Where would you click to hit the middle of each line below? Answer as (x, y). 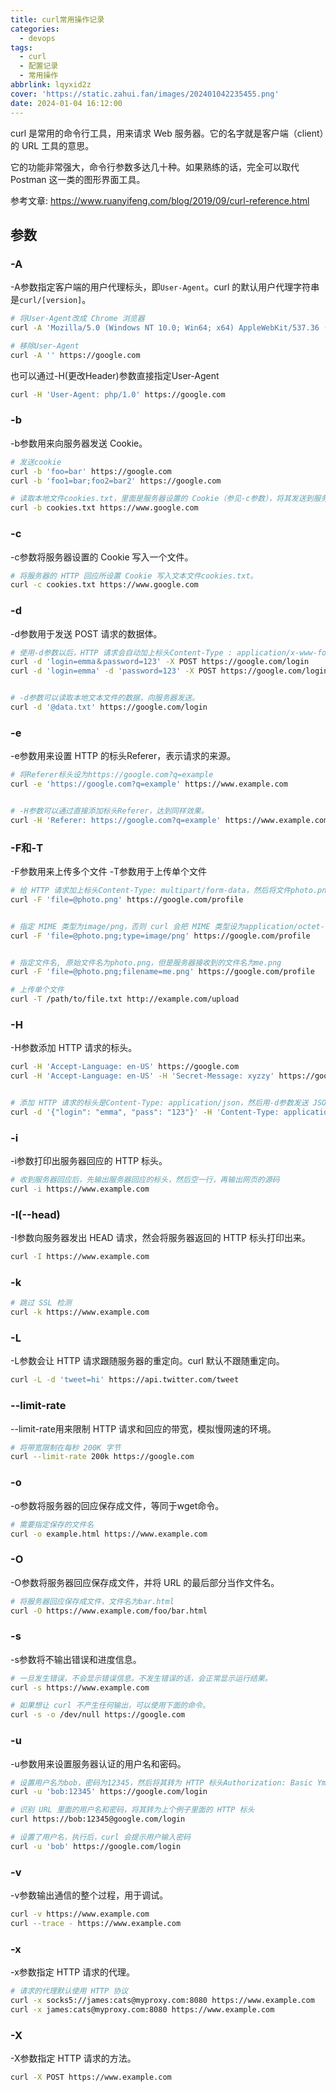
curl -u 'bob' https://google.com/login (96, 1846)
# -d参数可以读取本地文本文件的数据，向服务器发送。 (105, 698)
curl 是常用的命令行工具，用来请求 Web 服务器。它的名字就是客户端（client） (167, 133)
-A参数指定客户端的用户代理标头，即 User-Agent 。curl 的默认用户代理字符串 (165, 287)
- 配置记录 (39, 66)
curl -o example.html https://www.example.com (109, 1534)
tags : (21, 47)
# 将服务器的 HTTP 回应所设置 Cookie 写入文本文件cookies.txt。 (134, 576)
